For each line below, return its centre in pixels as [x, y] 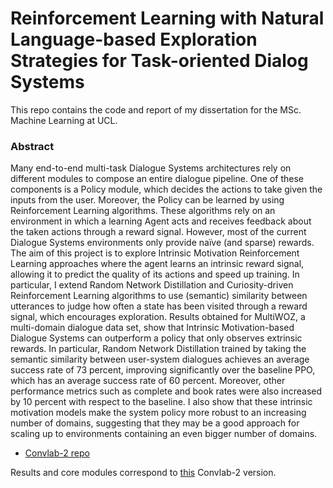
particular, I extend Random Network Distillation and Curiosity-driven [152, 285]
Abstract [32, 146]
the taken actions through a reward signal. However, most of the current [158, 232]
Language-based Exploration [134, 39]
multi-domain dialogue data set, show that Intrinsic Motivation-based [152, 328]
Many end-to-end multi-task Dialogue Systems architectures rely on [151, 168]
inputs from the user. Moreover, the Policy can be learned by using [147, 200]
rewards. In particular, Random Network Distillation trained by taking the [158, 349]
